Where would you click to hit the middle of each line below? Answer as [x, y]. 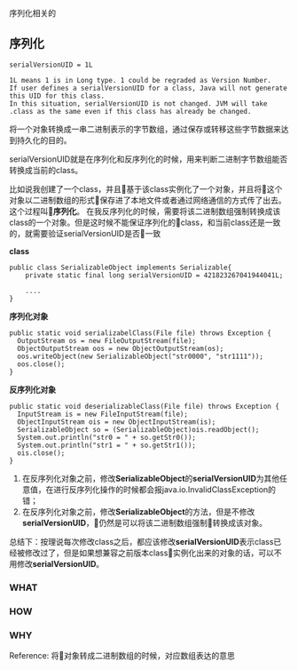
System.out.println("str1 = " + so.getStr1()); [107, 445]
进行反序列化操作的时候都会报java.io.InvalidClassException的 [165, 489]
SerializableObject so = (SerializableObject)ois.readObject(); [138, 429]
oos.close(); [41, 364]
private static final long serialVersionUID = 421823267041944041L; [154, 275]
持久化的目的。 [44, 140]
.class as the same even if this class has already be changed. [130, 111]
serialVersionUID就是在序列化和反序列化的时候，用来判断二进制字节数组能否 [149, 159]
